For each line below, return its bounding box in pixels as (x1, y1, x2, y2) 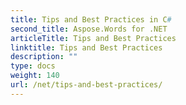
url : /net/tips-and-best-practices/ (10, 80, 163, 90)
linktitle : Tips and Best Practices (10, 42, 163, 53)
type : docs (10, 61, 56, 71)
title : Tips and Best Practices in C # (10, 14, 172, 25)
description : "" (10, 52, 78, 62)
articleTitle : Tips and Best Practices (10, 33, 177, 43)
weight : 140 (10, 71, 60, 81)
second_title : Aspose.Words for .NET (10, 24, 168, 34)
